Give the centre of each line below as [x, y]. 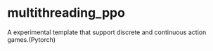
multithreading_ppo [66, 13]
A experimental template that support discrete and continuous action [107, 32]
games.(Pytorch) [32, 39]
